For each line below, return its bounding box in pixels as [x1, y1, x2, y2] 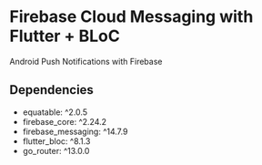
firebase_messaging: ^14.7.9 [22, 126, 128, 137]
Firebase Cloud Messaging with [9, 6, 254, 27]
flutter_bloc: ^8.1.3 [22, 135, 91, 147]
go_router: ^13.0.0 [22, 145, 90, 156]
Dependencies [9, 82, 94, 98]
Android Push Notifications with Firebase [9, 56, 163, 67]
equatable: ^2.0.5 [22, 107, 88, 118]
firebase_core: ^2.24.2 [22, 116, 107, 127]
